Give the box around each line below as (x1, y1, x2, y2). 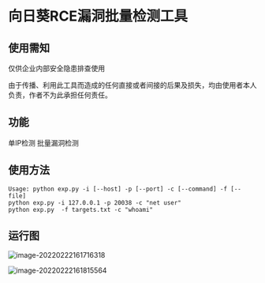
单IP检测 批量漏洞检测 (8, 138, 79, 147)
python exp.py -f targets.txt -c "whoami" (8, 206, 154, 213)
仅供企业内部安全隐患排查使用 (8, 64, 105, 73)
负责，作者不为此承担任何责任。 (8, 90, 112, 100)
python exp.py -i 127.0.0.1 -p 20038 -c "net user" (8, 198, 181, 206)
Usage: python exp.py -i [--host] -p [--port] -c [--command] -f (8, 185, 227, 193)
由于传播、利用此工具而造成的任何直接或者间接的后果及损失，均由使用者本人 (8, 81, 257, 89)
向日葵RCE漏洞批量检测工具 (8, 7, 188, 25)
